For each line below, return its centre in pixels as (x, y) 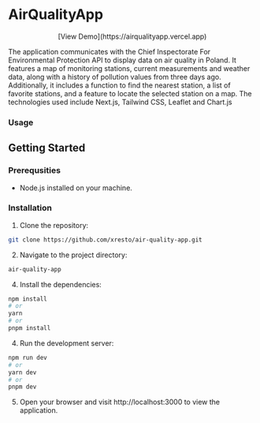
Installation (30, 208)
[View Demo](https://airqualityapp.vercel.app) (132, 36)
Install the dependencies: (61, 284)
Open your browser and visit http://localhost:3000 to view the (120, 402)
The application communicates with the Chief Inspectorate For (110, 51)
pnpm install (30, 328)
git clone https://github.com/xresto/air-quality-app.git (105, 240)
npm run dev (28, 357)
